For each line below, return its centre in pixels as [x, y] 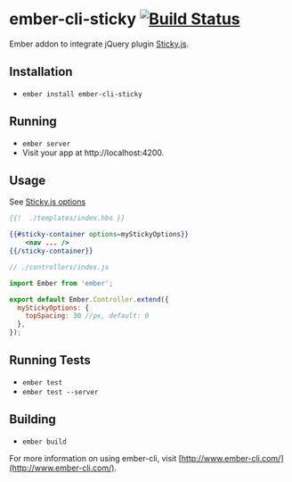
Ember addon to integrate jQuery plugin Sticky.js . [99, 44]
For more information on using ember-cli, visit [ [96, 458]
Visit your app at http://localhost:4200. [93, 153]
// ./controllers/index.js [59, 267]
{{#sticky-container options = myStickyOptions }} [99, 235]
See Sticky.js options [48, 202]
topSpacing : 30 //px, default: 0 [87, 316]
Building [32, 420]
